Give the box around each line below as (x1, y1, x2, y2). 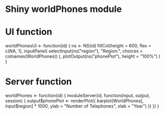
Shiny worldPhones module (5, 3, 122, 15)
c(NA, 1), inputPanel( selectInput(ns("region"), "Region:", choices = (5, 48, 143, 54)
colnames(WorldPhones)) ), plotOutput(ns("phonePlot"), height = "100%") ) (5, 53, 161, 59)
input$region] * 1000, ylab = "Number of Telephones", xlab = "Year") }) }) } (5, 103, 159, 109)
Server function (5, 76, 72, 88)
